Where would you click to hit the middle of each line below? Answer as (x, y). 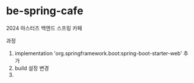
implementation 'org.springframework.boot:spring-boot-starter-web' (98, 53)
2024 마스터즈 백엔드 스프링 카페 (44, 28)
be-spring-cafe (45, 11)
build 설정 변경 (32, 68)
